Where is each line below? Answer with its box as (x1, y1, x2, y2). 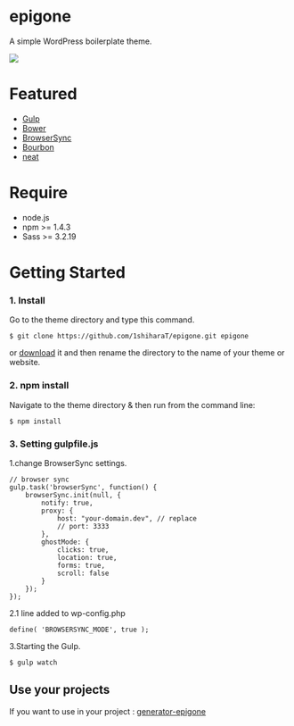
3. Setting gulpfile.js (9, 438, 99, 450)
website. (9, 357, 41, 368)
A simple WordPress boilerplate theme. (9, 36, 152, 46)
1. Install (9, 294, 46, 306)
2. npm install (9, 380, 69, 392)
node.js (21, 212, 51, 222)
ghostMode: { (41, 538, 90, 547)
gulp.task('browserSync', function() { (9, 482, 158, 492)
